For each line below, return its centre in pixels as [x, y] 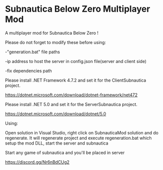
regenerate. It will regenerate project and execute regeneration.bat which [78, 138]
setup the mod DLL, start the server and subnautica [57, 143]
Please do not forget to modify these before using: [55, 42]
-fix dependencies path [28, 71]
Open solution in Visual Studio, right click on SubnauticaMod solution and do [82, 132]
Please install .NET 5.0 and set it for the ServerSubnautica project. [71, 104]
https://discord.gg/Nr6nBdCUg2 [37, 162]
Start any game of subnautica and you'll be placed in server [65, 152]
